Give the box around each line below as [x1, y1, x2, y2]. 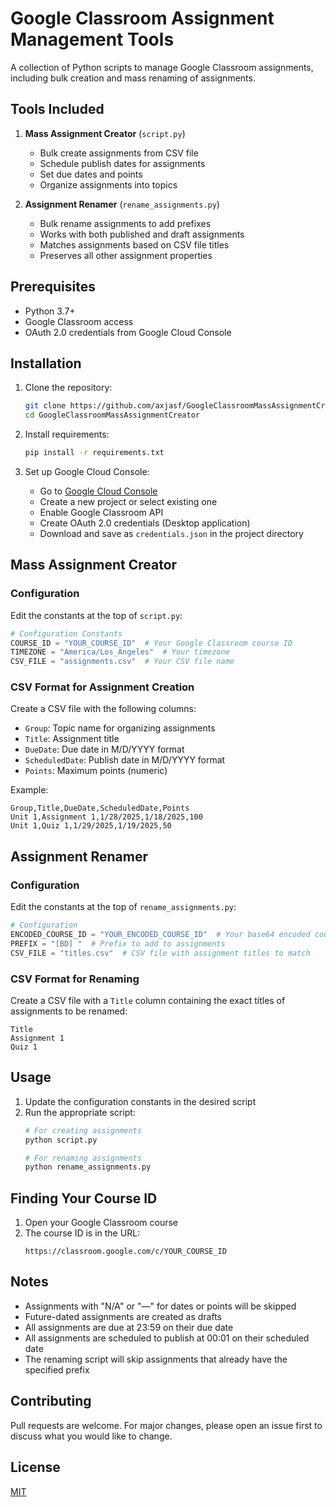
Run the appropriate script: [24, 1106, 136, 1118]
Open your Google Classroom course [24, 1217, 179, 1229]
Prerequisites [10, 278, 96, 296]
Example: [10, 784, 49, 796]
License [10, 1459, 61, 1476]
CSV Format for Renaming [10, 972, 140, 986]
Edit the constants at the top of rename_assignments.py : [10, 901, 237, 913]
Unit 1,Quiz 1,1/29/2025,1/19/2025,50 [10, 821, 172, 831]
